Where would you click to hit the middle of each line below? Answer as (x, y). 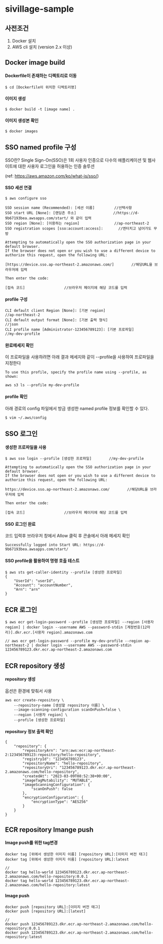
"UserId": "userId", (35, 581)
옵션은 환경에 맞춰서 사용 (28, 691)
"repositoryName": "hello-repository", (63, 763)
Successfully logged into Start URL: (43, 545)
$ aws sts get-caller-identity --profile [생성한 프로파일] (64, 572)
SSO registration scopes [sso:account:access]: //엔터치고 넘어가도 (78, 229)
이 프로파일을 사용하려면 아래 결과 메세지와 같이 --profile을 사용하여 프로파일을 (80, 357)
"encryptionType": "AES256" (60, 802)
